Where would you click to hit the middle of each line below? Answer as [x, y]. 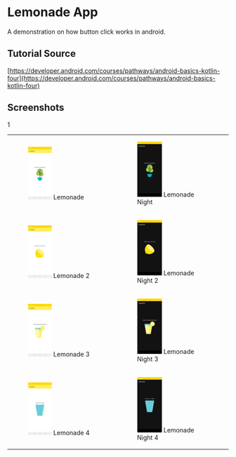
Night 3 [147, 359]
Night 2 [147, 281]
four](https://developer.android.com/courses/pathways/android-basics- [111, 78]
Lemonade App [53, 12]
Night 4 [147, 438]
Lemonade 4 [71, 433]
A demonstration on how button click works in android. [87, 32]
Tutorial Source [41, 54]
